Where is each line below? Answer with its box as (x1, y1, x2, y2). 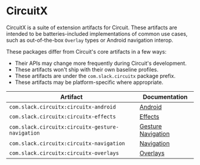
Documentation (142, 92, 188, 101)
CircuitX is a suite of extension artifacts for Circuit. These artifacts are (6, 24, 177, 31)
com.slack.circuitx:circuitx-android (9, 103, 116, 110)
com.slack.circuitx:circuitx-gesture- (9, 123, 119, 130)
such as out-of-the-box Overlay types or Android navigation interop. (6, 36, 174, 43)
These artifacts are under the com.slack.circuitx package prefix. (14, 72, 176, 79)
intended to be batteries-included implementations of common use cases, (6, 30, 188, 37)
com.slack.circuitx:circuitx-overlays (9, 150, 119, 156)
